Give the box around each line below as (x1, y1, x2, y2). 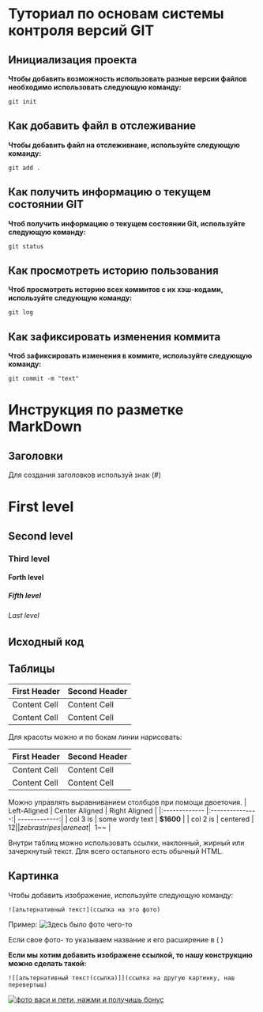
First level (8, 498, 74, 516)
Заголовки (8, 449, 63, 463)
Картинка (8, 870, 59, 883)
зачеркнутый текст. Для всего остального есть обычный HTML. (8, 846, 224, 855)
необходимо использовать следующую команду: (8, 82, 182, 92)
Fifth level (8, 590, 42, 600)
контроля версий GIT (8, 21, 155, 40)
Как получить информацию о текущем (8, 185, 212, 199)
